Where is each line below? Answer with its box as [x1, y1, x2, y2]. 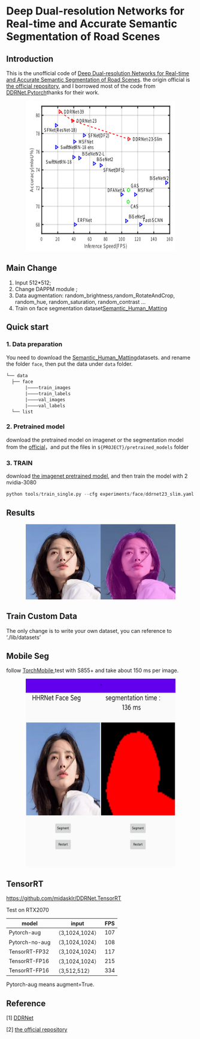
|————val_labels [25, 402, 66, 409]
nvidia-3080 [6, 479, 37, 486]
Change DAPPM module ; [14, 285, 78, 292]
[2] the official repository [6, 1026, 68, 1033]
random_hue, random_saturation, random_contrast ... [14, 298, 146, 305]
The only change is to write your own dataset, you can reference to [6, 627, 172, 634]
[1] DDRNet [6, 1014, 34, 1022]
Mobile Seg [6, 651, 50, 661]
